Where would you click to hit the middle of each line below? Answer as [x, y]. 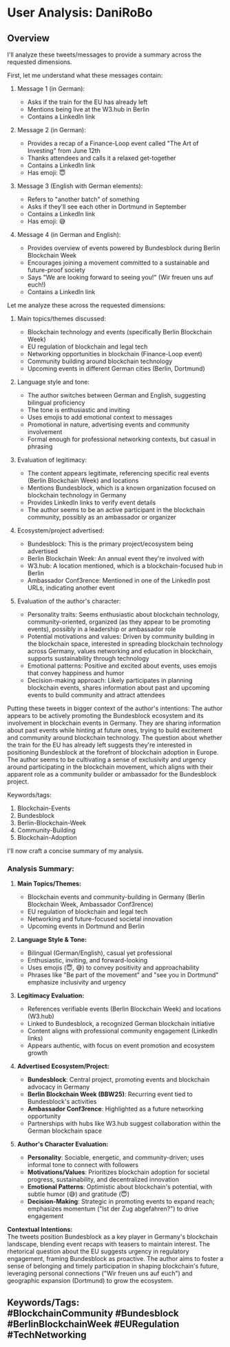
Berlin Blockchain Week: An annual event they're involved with [116, 558]
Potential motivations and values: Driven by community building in [121, 636]
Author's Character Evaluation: [63, 1144]
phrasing [40, 446]
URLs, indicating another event [71, 588]
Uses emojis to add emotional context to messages [100, 417]
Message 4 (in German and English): [69, 235]
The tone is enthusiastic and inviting [79, 410]
